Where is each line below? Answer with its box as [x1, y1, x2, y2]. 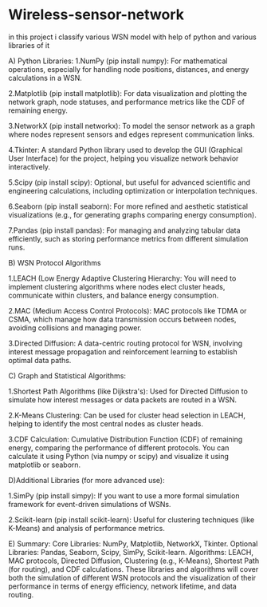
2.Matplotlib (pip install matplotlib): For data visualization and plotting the [8, 88, 247, 98]
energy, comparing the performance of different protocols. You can [8, 442, 230, 453]
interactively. [8, 162, 50, 171]
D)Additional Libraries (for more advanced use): [8, 475, 165, 485]
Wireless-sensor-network [8, 6, 185, 24]
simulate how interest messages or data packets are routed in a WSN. [8, 394, 238, 405]
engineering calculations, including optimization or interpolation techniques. [8, 186, 257, 195]
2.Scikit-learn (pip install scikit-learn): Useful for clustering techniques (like [8, 514, 255, 525]
